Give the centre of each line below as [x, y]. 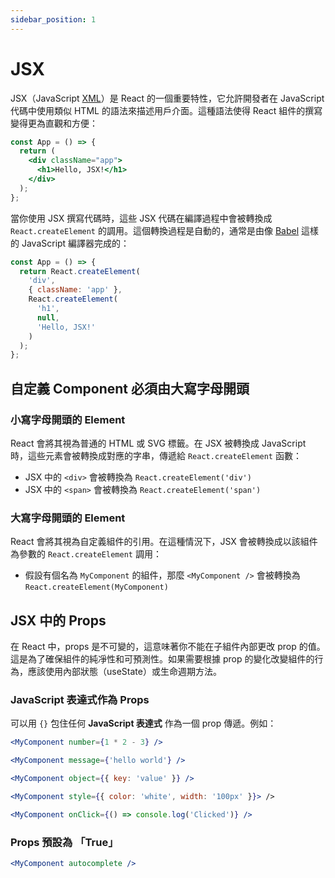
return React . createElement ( [80, 271]
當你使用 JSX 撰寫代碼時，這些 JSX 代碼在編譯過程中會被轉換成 [141, 218]
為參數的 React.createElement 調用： [86, 554]
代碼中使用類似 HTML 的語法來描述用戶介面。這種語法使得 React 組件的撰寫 [166, 110]
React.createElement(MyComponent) [96, 587]
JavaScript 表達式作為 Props [80, 700]
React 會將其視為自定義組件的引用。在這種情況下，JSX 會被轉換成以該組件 [164, 542]
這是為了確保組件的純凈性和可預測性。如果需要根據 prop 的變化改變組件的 [162, 659]
